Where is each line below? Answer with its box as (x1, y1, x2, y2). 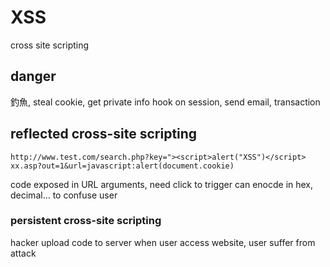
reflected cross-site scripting (10, 126, 198, 143)
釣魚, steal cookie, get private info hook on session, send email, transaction (10, 96, 321, 108)
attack (10, 247, 37, 259)
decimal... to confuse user (10, 189, 118, 201)
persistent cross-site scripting (10, 214, 162, 228)
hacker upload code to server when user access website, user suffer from (10, 236, 316, 248)
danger (10, 68, 57, 85)
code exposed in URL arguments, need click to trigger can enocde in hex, (10, 178, 314, 190)
